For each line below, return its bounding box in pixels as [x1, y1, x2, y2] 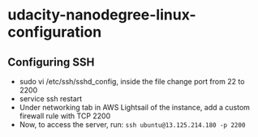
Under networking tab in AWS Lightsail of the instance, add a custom [19, 103, 251, 112]
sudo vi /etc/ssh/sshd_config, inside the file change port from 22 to [19, 77, 245, 86]
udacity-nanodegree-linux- [7, 6, 196, 24]
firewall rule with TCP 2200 [19, 111, 111, 121]
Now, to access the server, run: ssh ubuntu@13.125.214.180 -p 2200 [19, 120, 246, 129]
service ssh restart [19, 94, 83, 103]
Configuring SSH [7, 55, 95, 69]
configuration [7, 23, 102, 41]
